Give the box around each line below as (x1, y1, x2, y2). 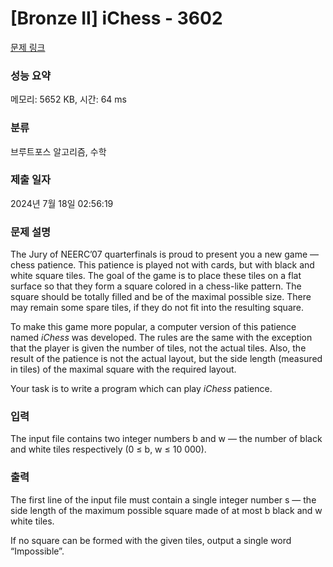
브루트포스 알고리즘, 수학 (10, 145, 107, 157)
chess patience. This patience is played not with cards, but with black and (10, 259, 315, 271)
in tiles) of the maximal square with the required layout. (10, 363, 237, 376)
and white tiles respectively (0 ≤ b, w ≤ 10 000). (10, 443, 207, 456)
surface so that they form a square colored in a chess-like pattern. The (10, 280, 302, 292)
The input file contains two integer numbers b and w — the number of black (10, 433, 323, 445)
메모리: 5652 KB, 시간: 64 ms (10, 93, 127, 106)
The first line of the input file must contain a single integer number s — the (10, 493, 317, 506)
